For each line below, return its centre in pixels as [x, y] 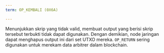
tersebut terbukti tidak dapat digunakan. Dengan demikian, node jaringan [82, 34]
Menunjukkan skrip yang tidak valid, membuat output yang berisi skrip [79, 29]
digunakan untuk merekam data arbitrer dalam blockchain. [67, 45]
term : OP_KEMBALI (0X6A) [32, 10]
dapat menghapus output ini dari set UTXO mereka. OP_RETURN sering [77, 39]
